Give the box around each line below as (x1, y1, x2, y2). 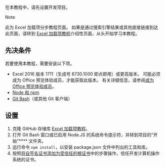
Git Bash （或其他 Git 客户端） (12, 95, 73, 101)
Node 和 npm (12, 89, 40, 95)
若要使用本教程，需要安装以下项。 (5, 60, 75, 66)
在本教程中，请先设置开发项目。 (5, 4, 70, 10)
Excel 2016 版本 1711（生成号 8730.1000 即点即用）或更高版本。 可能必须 (12, 71, 161, 77)
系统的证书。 (12, 156, 39, 162)
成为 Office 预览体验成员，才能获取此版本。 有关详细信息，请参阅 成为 (12, 77, 154, 83)
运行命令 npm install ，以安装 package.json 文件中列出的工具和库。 (12, 144, 150, 150)
